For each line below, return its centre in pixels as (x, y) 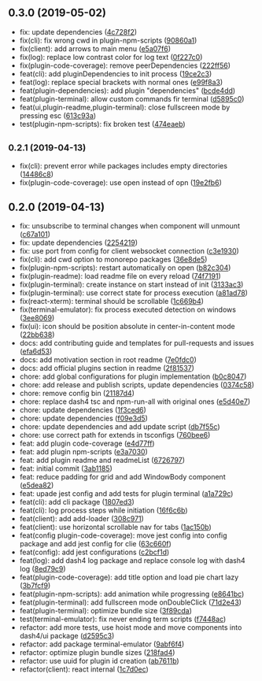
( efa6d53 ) (36, 352)
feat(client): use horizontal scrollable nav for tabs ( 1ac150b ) (115, 527)
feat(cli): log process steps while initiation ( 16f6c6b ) (103, 510)
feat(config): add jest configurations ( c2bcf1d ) (94, 552)
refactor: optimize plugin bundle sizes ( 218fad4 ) (97, 653)
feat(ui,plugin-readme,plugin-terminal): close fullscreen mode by (125, 107)
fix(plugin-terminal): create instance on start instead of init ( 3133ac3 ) (131, 285)
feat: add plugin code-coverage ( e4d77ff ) (87, 443)
